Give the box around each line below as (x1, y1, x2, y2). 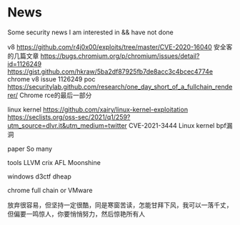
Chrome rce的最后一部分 (19, 91, 92, 99)
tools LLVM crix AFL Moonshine (7, 158, 101, 166)
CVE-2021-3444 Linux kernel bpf (128, 121, 226, 129)
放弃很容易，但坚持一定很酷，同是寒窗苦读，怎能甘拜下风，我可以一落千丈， (7, 201, 233, 209)
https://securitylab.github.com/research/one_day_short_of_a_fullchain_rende (7, 82, 233, 91)
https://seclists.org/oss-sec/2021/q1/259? (7, 112, 131, 121)
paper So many (7, 144, 52, 153)
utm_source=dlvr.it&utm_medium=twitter (7, 121, 127, 129)
